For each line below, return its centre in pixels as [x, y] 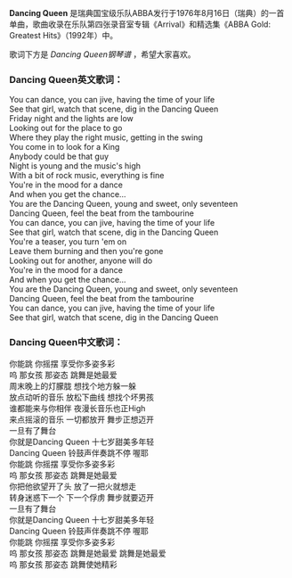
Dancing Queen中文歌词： [66, 343]
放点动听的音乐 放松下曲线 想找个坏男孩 [81, 397]
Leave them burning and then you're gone [86, 252]
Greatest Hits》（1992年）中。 [64, 35]
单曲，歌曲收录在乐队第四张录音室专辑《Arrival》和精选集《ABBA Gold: [140, 24]
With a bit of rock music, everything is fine [87, 176]
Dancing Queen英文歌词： [66, 79]
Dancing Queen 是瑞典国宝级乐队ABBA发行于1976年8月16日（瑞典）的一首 [147, 13]
